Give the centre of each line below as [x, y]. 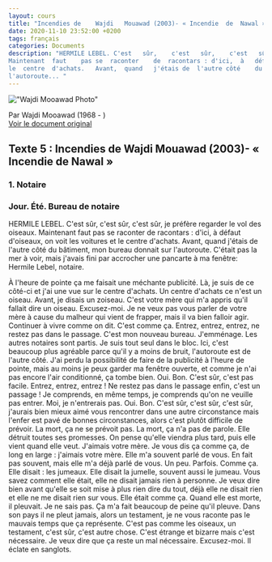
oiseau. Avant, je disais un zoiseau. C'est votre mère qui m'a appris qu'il [128, 300]
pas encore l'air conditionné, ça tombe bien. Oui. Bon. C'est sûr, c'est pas [131, 377]
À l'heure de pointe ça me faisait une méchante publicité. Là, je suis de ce [132, 283]
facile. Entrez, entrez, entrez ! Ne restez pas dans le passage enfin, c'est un [134, 386]
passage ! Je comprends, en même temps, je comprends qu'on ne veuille [131, 394]
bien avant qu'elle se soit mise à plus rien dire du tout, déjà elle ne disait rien [136, 489]
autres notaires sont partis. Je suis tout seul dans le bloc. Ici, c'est [119, 343]
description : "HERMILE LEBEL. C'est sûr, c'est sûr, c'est [128, 53]
